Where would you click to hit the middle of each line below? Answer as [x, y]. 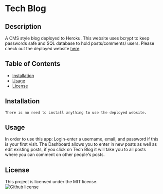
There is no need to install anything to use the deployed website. [76, 113]
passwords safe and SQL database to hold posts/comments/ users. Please [80, 43]
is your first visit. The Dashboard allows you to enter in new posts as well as [81, 144]
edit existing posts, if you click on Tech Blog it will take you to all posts [75, 150]
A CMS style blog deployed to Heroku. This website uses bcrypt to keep [77, 38]
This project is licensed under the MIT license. [51, 182]
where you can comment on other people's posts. [55, 155]
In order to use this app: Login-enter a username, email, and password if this [82, 139]
